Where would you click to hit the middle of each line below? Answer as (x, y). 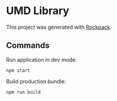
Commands (28, 46)
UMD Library (38, 11)
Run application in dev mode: (42, 59)
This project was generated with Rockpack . (59, 27)
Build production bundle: (36, 81)
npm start (18, 70)
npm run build (24, 92)
